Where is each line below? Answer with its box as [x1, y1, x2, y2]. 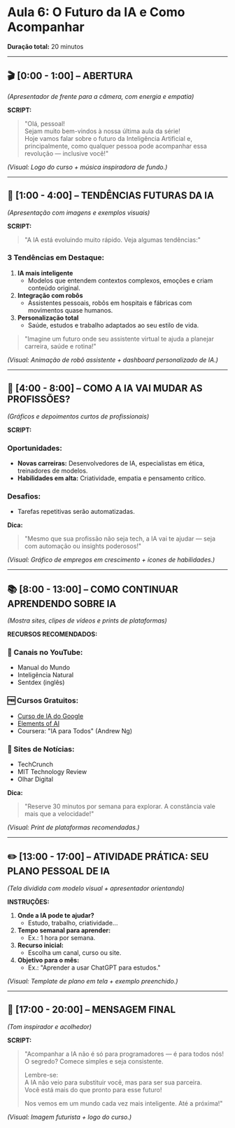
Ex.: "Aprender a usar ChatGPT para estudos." [27, 963, 161, 972]
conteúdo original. [27, 283, 80, 292]
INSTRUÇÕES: [7, 897, 50, 906]
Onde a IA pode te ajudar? [17, 911, 94, 919]
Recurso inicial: [17, 941, 64, 949]
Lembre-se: [24, 1071, 58, 1079]
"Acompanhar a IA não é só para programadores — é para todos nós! [24, 1049, 225, 1058]
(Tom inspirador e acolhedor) [7, 1022, 92, 1031]
